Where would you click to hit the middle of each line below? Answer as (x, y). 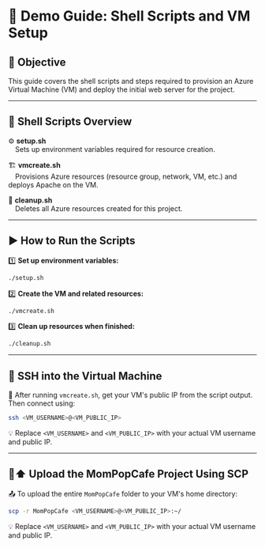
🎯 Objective (37, 62)
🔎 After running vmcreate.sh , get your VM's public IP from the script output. (131, 395)
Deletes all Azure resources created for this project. (99, 208)
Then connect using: (42, 403)
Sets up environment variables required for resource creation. (115, 149)
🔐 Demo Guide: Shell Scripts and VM (129, 16)
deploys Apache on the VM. (53, 184)
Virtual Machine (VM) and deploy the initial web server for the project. (121, 89)
